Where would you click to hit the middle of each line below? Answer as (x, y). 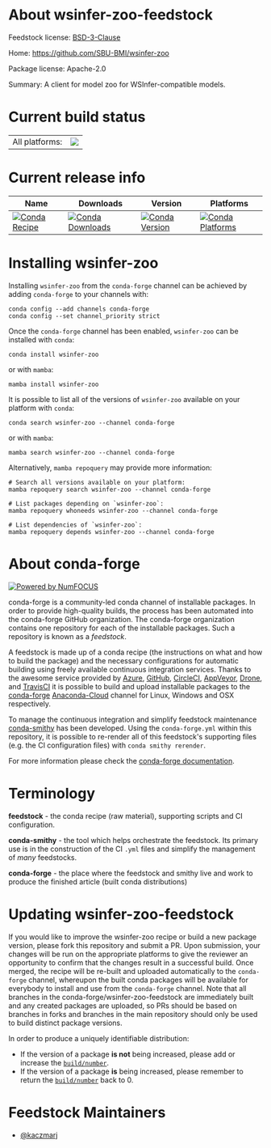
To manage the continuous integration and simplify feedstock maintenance (133, 719)
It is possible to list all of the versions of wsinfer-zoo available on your (124, 399)
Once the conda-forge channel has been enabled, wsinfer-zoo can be (124, 331)
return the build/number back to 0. (77, 1080)
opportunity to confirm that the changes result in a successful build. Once (131, 962)
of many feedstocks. (43, 857)
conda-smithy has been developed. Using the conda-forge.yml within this (130, 728)
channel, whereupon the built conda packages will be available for (138, 980)
